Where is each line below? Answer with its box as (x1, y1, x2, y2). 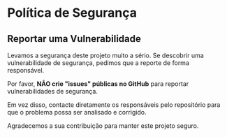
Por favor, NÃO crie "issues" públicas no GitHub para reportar (7, 80, 189, 88)
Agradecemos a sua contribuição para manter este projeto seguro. (7, 122, 199, 130)
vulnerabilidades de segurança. (7, 87, 98, 95)
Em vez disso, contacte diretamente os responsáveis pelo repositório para (7, 101, 221, 109)
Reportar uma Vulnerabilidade (7, 33, 142, 45)
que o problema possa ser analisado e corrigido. (7, 108, 147, 116)
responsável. (7, 66, 45, 74)
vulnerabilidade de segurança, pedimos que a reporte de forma (7, 59, 190, 67)
